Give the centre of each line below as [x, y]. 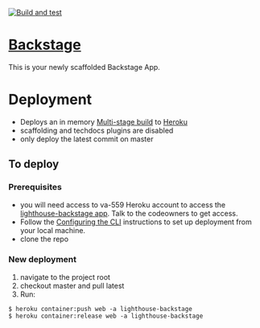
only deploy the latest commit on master [87, 139]
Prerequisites [35, 187]
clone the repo [44, 239]
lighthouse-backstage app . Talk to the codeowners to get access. [129, 213]
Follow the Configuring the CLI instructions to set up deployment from [136, 222]
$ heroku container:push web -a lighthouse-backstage [101, 309]
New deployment [43, 260]
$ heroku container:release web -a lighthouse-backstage [106, 316]
